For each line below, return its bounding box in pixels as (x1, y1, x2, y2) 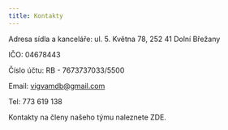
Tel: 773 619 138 (8, 96, 62, 106)
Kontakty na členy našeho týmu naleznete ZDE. (8, 112, 166, 122)
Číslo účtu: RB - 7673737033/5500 (8, 65, 125, 75)
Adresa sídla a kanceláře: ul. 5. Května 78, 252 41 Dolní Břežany (8, 34, 221, 44)
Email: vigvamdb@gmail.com (8, 81, 105, 90)
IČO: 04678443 (8, 49, 61, 59)
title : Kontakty (8, 11, 63, 20)
